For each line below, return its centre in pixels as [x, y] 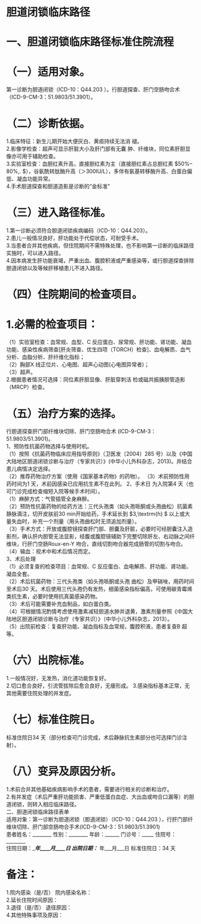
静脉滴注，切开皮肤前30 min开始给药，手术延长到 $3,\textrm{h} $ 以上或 [96, 514]
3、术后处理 [21, 559]
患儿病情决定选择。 [30, 469]
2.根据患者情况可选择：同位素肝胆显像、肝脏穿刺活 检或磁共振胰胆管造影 [96, 379]
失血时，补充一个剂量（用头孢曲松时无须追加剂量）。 [75, 521]
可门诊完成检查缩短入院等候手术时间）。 [55, 491]
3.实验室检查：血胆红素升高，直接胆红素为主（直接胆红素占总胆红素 [90, 164]
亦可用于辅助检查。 [35, 156]
